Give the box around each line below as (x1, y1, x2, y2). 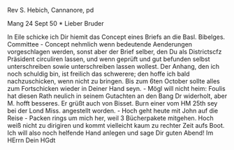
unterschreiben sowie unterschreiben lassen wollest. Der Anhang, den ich (7, 62, 220, 70)
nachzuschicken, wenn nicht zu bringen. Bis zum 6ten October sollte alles (7, 77, 220, 85)
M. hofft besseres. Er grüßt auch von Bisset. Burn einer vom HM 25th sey (7, 99, 218, 107)
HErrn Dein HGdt (7, 136, 56, 144)
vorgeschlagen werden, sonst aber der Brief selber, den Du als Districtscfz (7, 48, 222, 56)
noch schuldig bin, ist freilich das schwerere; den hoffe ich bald (7, 69, 190, 78)
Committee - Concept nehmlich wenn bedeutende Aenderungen (7, 40, 193, 48)
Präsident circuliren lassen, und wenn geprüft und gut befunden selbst (7, 55, 211, 63)
